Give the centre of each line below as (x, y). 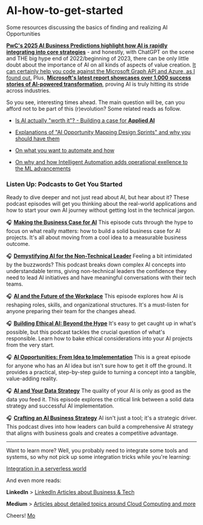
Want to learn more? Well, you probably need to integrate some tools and (97, 451)
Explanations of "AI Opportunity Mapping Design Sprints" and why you (103, 132)
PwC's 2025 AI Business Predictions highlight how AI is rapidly (87, 45)
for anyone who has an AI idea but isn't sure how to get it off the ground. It (99, 366)
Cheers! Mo (21, 516)
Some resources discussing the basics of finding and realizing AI (87, 27)
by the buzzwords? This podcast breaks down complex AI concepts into (96, 265)
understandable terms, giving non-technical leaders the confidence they (97, 271)
